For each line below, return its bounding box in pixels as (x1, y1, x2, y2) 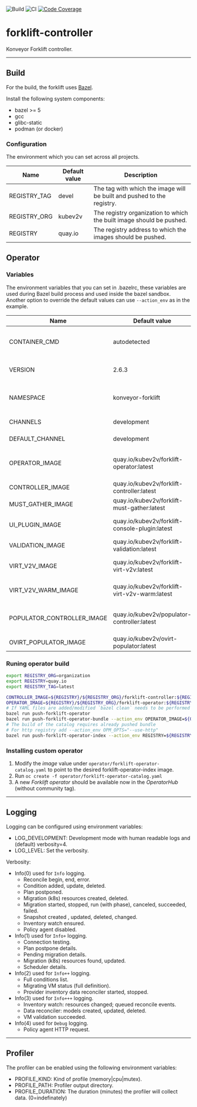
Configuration (6, 140, 47, 148)
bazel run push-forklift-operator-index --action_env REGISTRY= (6, 733, 167, 738)
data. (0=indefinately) (14, 1094, 67, 1101)
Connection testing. (23, 938, 72, 945)
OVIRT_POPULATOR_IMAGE (9, 638, 86, 646)
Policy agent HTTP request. (23, 1026, 90, 1033)
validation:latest (113, 544, 157, 553)
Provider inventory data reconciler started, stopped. (23, 988, 149, 995)
